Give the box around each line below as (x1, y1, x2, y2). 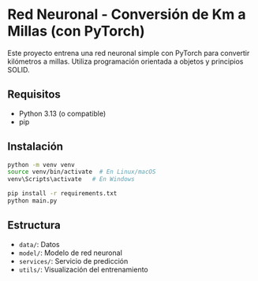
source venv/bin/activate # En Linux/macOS (7, 168, 156, 176)
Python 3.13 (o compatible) (18, 109, 107, 118)
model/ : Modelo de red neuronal (18, 248, 123, 257)
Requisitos (7, 88, 61, 102)
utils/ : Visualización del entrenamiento (18, 264, 149, 274)
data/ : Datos (18, 239, 60, 249)
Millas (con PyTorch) (7, 22, 145, 40)
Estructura (7, 219, 61, 232)
